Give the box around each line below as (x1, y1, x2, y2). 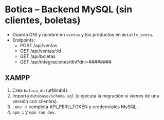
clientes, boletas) (5, 14, 81, 26)
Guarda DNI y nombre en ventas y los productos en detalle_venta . (12, 31, 154, 37)
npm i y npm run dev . (12, 109, 56, 115)
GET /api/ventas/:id (20, 48, 61, 54)
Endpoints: (12, 37, 35, 43)
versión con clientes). (12, 98, 59, 104)
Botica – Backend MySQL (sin (5, 4, 133, 15)
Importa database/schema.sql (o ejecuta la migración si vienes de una (12, 92, 159, 98)
